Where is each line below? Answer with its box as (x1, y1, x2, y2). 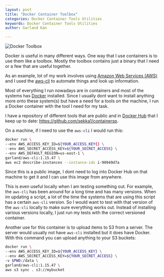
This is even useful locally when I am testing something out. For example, (5, 184, 153, 189)
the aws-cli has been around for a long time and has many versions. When (5, 189, 156, 195)
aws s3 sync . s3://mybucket (5, 267, 65, 272)
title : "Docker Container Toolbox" (5, 12, 78, 17)
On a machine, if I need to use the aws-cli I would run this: (5, 127, 124, 133)
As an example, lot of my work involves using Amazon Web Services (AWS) (5, 73, 158, 79)
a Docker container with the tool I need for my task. (5, 103, 109, 109)
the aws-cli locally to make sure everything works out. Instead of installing (5, 205, 156, 211)
